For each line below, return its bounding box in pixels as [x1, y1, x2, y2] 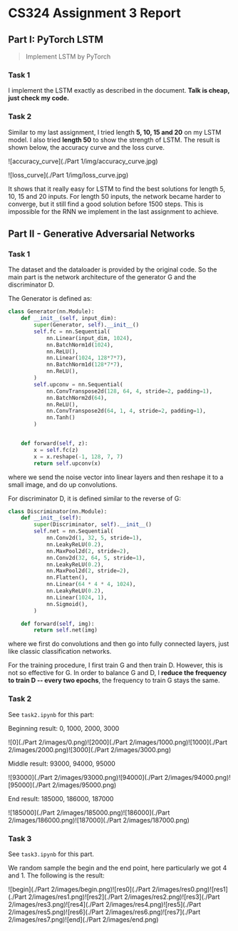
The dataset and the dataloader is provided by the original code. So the [8, 265, 217, 274]
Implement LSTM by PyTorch [25, 52, 111, 61]
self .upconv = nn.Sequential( [33, 381, 123, 388]
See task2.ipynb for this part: [8, 710, 95, 719]
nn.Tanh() [46, 414, 76, 421]
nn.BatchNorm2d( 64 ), [46, 394, 108, 401]
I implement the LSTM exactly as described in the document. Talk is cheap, [8, 86, 230, 95]
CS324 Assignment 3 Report [8, 5, 181, 21]
